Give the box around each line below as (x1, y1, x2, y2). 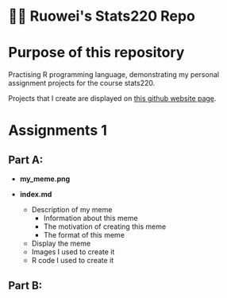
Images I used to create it (31, 247, 115, 257)
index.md (19, 190, 52, 199)
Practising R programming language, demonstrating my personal (8, 70, 220, 79)
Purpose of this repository (8, 44, 185, 62)
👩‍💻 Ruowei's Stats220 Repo (8, 7, 196, 25)
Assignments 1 (8, 122, 107, 140)
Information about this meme (43, 214, 138, 223)
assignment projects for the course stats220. (8, 79, 156, 88)
